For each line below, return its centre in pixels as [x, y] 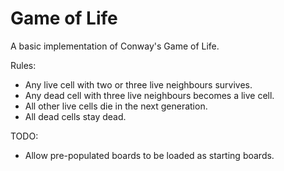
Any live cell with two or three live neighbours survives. [138, 84]
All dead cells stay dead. [75, 116]
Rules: [23, 65]
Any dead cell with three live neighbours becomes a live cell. [149, 95]
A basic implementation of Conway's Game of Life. [115, 46]
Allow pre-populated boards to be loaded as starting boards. [149, 155]
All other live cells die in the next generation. [116, 106]
